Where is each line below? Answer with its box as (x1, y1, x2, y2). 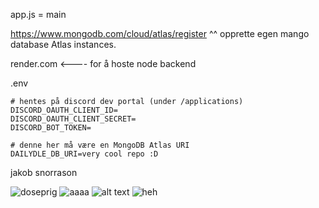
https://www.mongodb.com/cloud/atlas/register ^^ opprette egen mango (10, 28, 310, 39)
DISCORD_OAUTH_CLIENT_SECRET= (10, 114, 137, 124)
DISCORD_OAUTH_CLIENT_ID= (10, 105, 118, 115)
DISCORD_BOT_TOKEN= (10, 123, 92, 133)
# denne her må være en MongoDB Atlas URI (10, 140, 190, 150)
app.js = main (10, 9, 67, 20)
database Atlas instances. (10, 39, 117, 50)
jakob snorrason (10, 167, 78, 178)
